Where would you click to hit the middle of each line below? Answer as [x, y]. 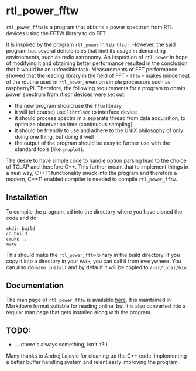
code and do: [22, 218]
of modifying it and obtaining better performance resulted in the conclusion [97, 63]
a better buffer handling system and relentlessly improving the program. [93, 362]
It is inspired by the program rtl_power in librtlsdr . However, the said [91, 44]
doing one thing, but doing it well [54, 136]
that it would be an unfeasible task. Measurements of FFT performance [92, 69]
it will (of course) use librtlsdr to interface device [76, 112]
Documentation [35, 286]
